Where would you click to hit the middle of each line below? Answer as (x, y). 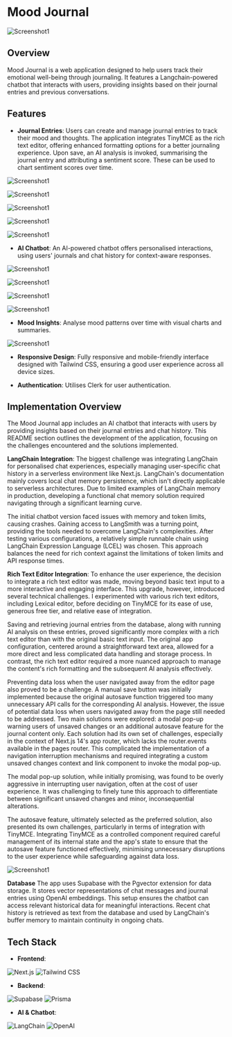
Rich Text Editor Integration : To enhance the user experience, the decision (114, 574)
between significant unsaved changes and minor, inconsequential (101, 799)
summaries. (34, 329)
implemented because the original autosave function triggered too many (110, 697)
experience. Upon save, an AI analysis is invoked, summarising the (112, 153)
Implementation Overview (64, 406)
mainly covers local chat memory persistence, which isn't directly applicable (116, 481)
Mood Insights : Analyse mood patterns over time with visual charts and (119, 323)
